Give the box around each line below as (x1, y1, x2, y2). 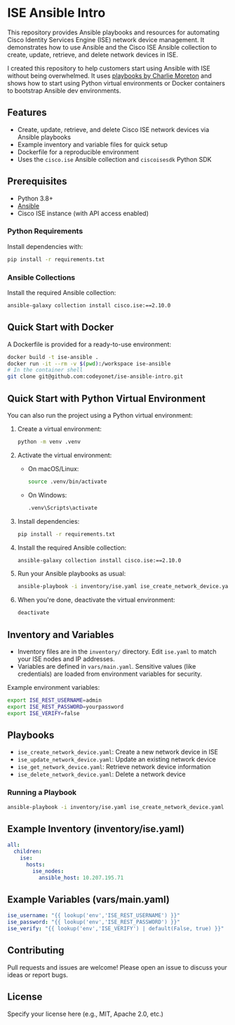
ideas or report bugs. (7, 970, 69, 979)
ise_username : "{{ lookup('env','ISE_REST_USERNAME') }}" (7, 912, 180, 919)
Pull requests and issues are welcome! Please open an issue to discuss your (7, 963, 228, 972)
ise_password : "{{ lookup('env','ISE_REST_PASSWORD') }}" (7, 918, 180, 926)
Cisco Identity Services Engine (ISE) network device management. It (7, 35, 205, 43)
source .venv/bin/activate (27, 478, 107, 485)
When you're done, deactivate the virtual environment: (17, 596, 175, 604)
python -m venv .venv (17, 438, 81, 446)
